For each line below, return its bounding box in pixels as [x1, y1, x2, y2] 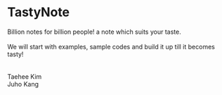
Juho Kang [7, 80, 39, 88]
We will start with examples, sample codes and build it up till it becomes [7, 42, 216, 51]
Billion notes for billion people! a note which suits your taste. [7, 27, 181, 36]
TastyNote [7, 4, 70, 20]
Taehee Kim [7, 72, 42, 81]
